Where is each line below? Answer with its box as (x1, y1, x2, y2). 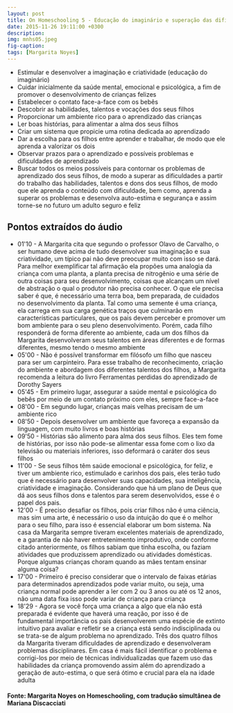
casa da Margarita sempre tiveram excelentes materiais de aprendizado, (17, 528, 224, 536)
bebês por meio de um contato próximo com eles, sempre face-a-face (17, 394, 219, 403)
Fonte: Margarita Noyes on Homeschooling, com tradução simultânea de (7, 691, 221, 700)
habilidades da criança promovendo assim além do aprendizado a (17, 661, 206, 669)
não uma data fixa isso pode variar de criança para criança (17, 594, 186, 602)
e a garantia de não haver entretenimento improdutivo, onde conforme (17, 535, 218, 543)
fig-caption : (7, 42, 45, 49)
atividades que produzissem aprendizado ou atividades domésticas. (17, 550, 213, 559)
